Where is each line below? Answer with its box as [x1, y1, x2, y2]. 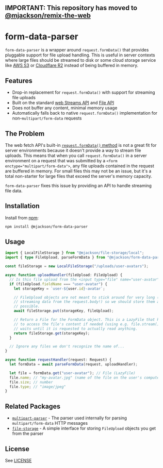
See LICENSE [5, 457, 32, 463]
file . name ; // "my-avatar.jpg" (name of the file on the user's [9, 375, 142, 380]
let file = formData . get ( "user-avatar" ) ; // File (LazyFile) [9, 370, 136, 376]
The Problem [5, 129, 45, 138]
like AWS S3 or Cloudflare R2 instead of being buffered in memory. [5, 63, 139, 69]
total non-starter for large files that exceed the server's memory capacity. [5, 173, 152, 179]
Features [5, 76, 33, 85]
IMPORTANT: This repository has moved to [5, 4, 137, 12]
